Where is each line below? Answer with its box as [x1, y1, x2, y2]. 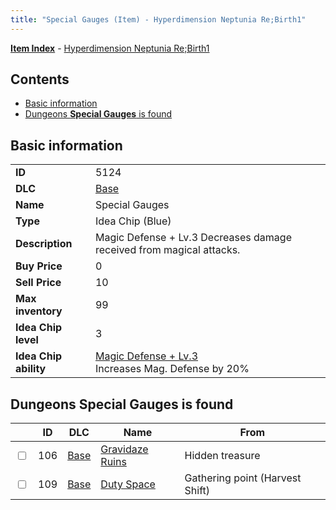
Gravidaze [100, 442, 149, 456]
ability [15, 362, 47, 376]
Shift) [184, 484, 211, 498]
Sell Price [15, 276, 62, 290]
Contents [10, 71, 70, 88]
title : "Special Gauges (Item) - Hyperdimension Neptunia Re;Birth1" [10, 14, 307, 25]
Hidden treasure [184, 449, 261, 463]
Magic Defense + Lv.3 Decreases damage [94, 231, 292, 245]
